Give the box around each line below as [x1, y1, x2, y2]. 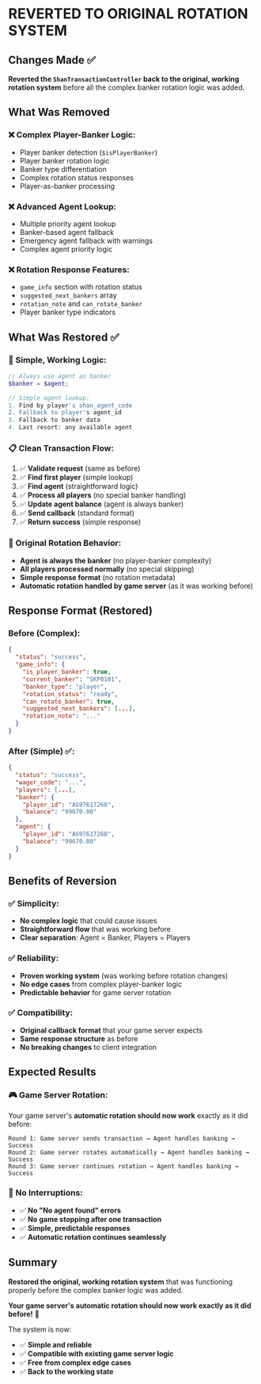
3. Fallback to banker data [8, 416, 101, 425]
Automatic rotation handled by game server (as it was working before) [19, 581, 254, 590]
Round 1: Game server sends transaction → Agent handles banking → [8, 1134, 236, 1143]
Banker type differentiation [19, 164, 107, 174]
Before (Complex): [8, 628, 81, 639]
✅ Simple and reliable [19, 1340, 93, 1349]
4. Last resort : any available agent [8, 424, 133, 432]
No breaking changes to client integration [19, 1042, 157, 1051]
